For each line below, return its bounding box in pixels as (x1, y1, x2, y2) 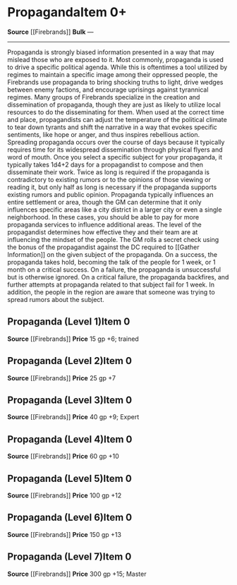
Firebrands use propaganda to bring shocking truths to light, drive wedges (7, 78, 224, 86)
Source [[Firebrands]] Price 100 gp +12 (7, 491, 122, 500)
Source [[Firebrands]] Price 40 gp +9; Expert (7, 413, 140, 421)
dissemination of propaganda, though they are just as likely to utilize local (7, 100, 221, 109)
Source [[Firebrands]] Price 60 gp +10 (7, 452, 119, 461)
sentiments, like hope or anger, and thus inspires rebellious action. (7, 130, 200, 138)
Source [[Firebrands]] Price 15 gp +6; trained (7, 334, 139, 343)
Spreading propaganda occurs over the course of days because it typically (7, 138, 225, 146)
